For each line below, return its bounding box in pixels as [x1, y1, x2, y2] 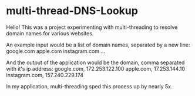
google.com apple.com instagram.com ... [6, 47, 106, 54]
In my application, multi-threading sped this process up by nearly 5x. [6, 82, 173, 90]
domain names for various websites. [6, 29, 94, 37]
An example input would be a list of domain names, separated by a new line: [6, 41, 190, 48]
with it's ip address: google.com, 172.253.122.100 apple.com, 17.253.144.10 [6, 65, 186, 72]
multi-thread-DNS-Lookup [6, 4, 138, 18]
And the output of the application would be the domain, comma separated [6, 59, 185, 66]
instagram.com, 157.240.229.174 [6, 71, 84, 78]
